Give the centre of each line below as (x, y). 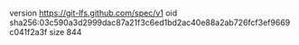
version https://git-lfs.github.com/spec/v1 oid (93, 13)
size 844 (65, 32)
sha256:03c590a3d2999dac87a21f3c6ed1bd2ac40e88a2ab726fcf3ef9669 (150, 22)
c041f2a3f (28, 32)
